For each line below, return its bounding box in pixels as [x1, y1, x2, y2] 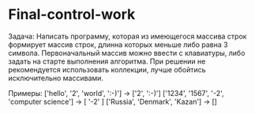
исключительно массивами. [8, 73, 104, 83]
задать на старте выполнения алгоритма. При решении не [8, 57, 206, 66]
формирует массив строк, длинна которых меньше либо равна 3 [8, 39, 228, 49]
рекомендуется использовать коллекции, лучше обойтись [8, 64, 207, 74]
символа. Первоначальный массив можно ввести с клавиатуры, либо [8, 48, 246, 57]
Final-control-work [8, 6, 136, 24]
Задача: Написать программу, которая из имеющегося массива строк [8, 31, 247, 41]
